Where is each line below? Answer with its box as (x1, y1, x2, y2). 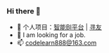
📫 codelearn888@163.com (16, 38, 97, 47)
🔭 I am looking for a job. (16, 31, 86, 39)
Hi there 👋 (6, 6, 41, 16)
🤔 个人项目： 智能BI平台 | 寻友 (16, 23, 103, 31)
